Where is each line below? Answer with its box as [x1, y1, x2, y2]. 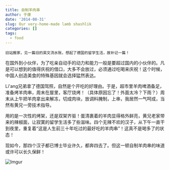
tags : [5, 31, 17, 36]
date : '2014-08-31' [5, 17, 47, 22]
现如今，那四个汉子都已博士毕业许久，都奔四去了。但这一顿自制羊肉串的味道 [5, 142, 165, 148]
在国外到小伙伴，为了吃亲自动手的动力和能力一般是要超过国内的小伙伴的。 [5, 60, 160, 66]
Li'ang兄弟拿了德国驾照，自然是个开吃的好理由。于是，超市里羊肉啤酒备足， [5, 83, 164, 89]
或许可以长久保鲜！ [5, 148, 46, 154]
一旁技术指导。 [22, 102, 54, 108]
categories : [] [5, 26, 37, 31]
